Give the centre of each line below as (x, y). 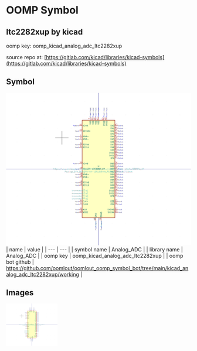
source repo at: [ (26, 57)
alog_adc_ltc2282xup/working (43, 274)
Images (20, 293)
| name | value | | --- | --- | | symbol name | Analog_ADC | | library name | (95, 249)
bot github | (20, 262)
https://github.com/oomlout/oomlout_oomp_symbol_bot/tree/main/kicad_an (97, 268)
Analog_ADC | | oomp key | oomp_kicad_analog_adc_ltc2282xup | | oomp (95, 255)
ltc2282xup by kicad (45, 32)
